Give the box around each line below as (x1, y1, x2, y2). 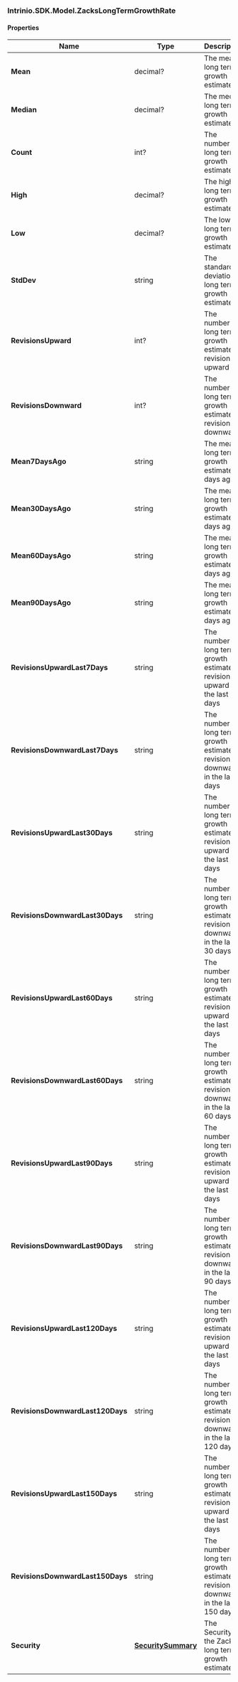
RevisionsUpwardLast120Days (11, 1324, 118, 1334)
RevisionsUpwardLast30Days (11, 828, 113, 838)
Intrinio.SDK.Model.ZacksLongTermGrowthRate (7, 6, 176, 16)
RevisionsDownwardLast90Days (11, 1241, 123, 1251)
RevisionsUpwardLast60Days (11, 993, 113, 1003)
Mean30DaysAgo (11, 504, 72, 514)
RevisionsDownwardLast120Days (11, 1406, 127, 1416)
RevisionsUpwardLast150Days (11, 1489, 118, 1499)
